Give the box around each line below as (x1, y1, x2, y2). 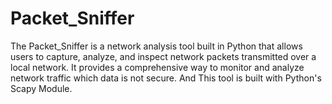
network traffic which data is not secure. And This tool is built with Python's (10, 72, 322, 84)
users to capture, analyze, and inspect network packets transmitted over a (10, 50, 317, 62)
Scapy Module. (10, 82, 73, 94)
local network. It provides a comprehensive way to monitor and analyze (10, 61, 305, 73)
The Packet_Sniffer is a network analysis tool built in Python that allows (10, 40, 303, 52)
